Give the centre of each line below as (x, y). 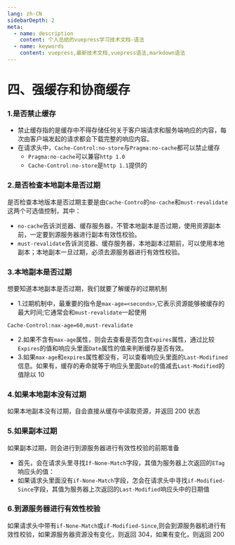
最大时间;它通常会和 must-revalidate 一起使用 (82, 312)
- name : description (43, 33)
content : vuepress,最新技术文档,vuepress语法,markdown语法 (103, 53)
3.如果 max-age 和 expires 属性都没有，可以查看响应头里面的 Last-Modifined (122, 357)
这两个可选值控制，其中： (44, 211)
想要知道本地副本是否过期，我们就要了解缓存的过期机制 (87, 288)
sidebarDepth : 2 (31, 20)
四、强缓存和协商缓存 (69, 90)
